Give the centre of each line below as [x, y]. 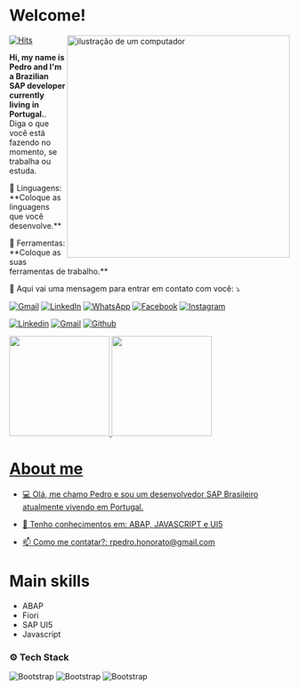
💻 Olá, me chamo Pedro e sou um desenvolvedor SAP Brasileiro [140, 493]
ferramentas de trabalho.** [59, 271]
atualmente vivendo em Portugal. [83, 507]
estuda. [23, 171]
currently [27, 95]
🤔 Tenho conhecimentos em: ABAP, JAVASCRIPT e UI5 [122, 524]
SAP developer [37, 85]
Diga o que [29, 123]
